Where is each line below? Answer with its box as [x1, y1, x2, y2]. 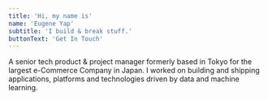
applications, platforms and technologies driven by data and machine [8, 74, 240, 84]
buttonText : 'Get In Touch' [8, 34, 104, 43]
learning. [8, 83, 38, 93]
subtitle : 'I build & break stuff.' [8, 27, 132, 35]
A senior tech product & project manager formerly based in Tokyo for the [8, 57, 253, 67]
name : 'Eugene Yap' [8, 20, 75, 28]
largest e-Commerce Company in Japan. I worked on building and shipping [8, 66, 260, 76]
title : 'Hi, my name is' [8, 11, 93, 20]
